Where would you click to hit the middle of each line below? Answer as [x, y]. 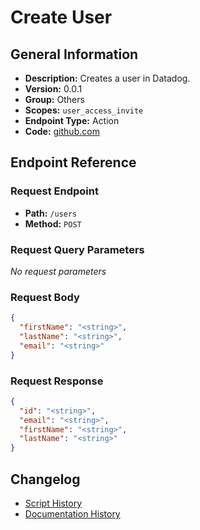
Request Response [57, 381]
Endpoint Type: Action [72, 120]
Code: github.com [62, 131]
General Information [74, 54]
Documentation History [72, 514]
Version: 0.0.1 [53, 89]
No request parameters [58, 271]
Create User [61, 17]
